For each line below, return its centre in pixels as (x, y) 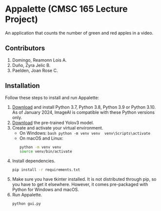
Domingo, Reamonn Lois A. (39, 60)
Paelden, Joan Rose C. (35, 70)
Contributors (25, 48)
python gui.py (26, 204)
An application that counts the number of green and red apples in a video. (79, 33)
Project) (21, 19)
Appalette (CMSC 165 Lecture (66, 9)
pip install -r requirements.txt (46, 170)
